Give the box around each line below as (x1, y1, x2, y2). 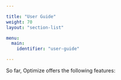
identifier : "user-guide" (16, 46, 80, 52)
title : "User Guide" (6, 13, 57, 19)
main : (11, 40, 25, 47)
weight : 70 (6, 19, 33, 25)
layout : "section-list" (6, 25, 64, 30)
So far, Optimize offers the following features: (6, 67, 116, 74)
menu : (6, 35, 19, 41)
